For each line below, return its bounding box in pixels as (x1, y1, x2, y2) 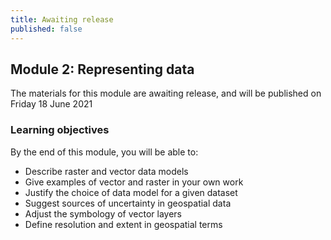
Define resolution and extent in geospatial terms (24, 218, 223, 230)
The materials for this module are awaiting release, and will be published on (10, 87, 322, 100)
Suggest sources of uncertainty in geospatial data (24, 197, 232, 209)
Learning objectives (10, 123, 110, 137)
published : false (10, 24, 83, 34)
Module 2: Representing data (10, 61, 195, 78)
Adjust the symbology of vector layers (24, 207, 183, 220)
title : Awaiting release (10, 14, 114, 25)
